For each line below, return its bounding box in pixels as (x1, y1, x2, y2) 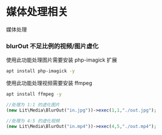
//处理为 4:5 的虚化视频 (6, 118, 60, 124)
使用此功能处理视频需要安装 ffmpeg (6, 80, 92, 87)
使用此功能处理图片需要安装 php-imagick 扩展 (6, 56, 117, 63)
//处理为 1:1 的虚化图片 (6, 102, 60, 107)
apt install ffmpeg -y (6, 92, 62, 97)
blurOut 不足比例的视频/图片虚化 (6, 42, 99, 50)
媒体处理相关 (6, 5, 69, 19)
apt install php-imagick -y (6, 68, 75, 74)
